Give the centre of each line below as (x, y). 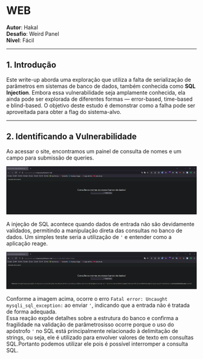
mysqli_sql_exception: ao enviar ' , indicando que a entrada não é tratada (98, 305)
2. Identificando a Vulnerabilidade (72, 137)
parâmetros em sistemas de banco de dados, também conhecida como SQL (101, 86)
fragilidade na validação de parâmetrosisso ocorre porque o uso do (90, 324)
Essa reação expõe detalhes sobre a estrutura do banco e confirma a (92, 318)
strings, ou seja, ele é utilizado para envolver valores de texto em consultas (100, 338)
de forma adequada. (32, 312)
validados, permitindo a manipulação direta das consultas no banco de (94, 230)
